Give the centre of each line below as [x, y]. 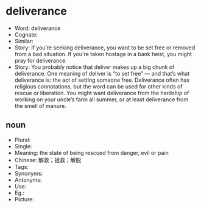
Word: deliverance [37, 28]
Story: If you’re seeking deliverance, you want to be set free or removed [105, 48]
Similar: [24, 41]
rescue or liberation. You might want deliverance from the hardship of [102, 93]
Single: [23, 146]
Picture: [24, 199]
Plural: [23, 140]
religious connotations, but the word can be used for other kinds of [99, 86]
